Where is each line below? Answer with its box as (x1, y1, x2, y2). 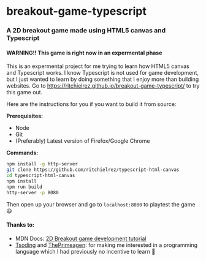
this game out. (6, 89, 43, 96)
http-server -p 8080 (6, 189, 59, 195)
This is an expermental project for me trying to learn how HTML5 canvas (6, 62, 190, 70)
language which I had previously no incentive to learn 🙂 (15, 248, 156, 255)
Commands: (6, 149, 39, 157)
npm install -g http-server (6, 161, 78, 167)
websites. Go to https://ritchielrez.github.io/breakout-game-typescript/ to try (6, 82, 200, 89)
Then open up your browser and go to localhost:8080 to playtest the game (6, 200, 196, 208)
